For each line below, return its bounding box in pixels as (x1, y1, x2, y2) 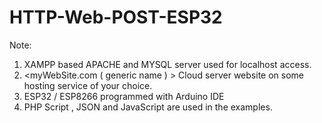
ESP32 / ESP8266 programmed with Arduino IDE (23, 90, 225, 102)
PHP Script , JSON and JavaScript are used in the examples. (23, 101, 273, 113)
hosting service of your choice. (23, 79, 153, 91)
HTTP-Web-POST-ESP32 (9, 6, 223, 29)
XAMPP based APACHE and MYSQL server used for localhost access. (23, 58, 312, 70)
